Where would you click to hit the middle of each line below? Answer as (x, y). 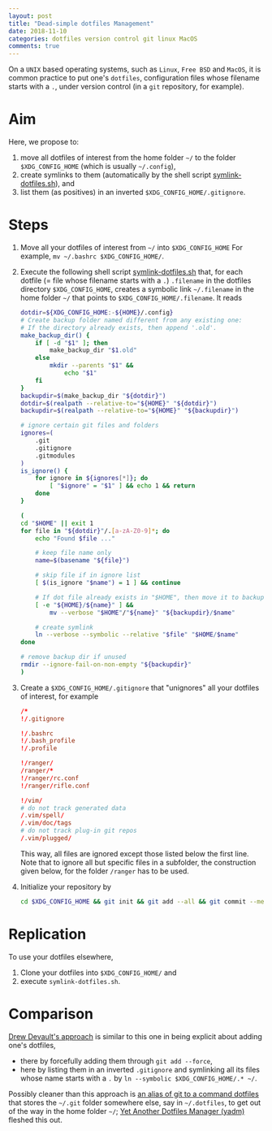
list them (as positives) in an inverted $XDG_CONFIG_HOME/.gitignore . (133, 193)
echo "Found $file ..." (75, 538)
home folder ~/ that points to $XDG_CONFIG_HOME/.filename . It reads (131, 298)
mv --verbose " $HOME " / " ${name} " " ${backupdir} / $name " (142, 613)
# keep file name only (73, 553)
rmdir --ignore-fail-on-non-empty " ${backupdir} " (106, 665)
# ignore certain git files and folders (89, 426)
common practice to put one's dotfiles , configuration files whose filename (134, 78)
